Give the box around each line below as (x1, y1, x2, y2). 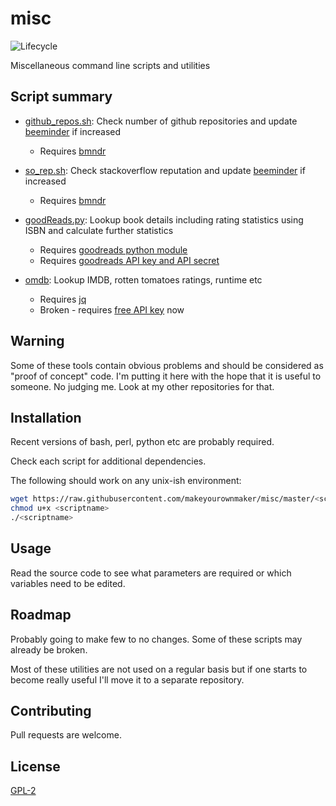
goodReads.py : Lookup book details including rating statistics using (24, 213, 304, 226)
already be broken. (10, 643, 88, 656)
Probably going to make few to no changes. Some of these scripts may (10, 633, 303, 645)
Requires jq (39, 293, 87, 305)
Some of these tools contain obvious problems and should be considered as (10, 359, 324, 371)
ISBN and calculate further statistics (24, 224, 174, 236)
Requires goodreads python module (39, 243, 188, 256)
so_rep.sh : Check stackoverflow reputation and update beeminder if (24, 164, 306, 176)
